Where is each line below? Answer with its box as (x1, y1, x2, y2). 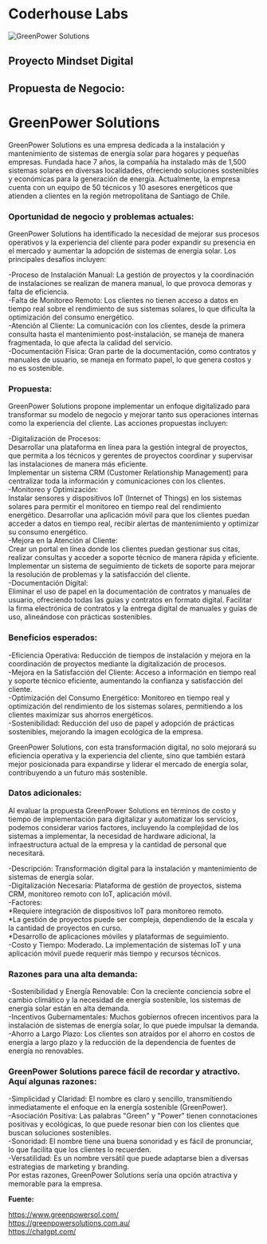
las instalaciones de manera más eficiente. (8, 459, 148, 469)
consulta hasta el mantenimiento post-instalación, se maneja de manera (8, 329, 245, 339)
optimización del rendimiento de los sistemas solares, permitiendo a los (8, 701, 243, 711)
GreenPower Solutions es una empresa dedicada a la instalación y (8, 140, 226, 149)
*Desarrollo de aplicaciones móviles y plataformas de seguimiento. (8, 932, 230, 941)
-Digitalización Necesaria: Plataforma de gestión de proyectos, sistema (8, 880, 241, 890)
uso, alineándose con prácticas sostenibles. (8, 612, 153, 622)
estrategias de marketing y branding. (8, 1162, 130, 1171)
